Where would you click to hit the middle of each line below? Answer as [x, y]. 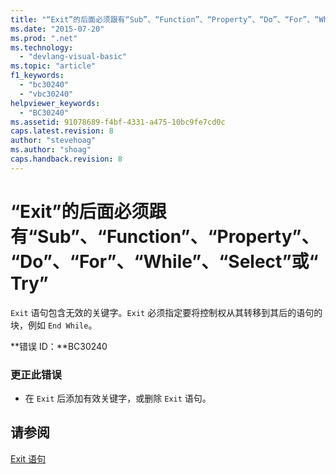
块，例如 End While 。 [54, 325]
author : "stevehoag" [53, 141]
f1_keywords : [37, 76]
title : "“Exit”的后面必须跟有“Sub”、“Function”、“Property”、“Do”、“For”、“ [165, 19]
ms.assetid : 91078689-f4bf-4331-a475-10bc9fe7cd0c [118, 122]
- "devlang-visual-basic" [73, 57]
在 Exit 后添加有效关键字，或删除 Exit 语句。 [118, 398]
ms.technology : [42, 47]
